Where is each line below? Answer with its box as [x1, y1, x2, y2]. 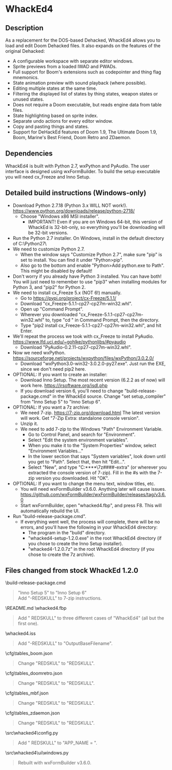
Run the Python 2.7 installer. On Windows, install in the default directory [12, 235, 164, 241]
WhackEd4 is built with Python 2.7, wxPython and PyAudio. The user [5, 163, 150, 169]
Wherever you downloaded [20, 311, 78, 317]
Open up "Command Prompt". [20, 306, 83, 312]
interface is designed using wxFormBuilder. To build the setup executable [5, 168, 160, 175]
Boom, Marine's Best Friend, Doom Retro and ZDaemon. [12, 134, 132, 140]
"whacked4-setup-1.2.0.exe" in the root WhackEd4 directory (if [28, 535, 162, 541]
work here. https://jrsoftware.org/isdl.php [20, 382, 108, 388]
